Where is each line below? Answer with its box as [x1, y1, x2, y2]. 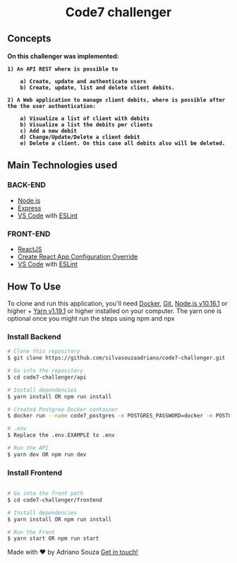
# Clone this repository [7, 348, 80, 355]
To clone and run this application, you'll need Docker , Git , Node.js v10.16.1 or [7, 299, 228, 307]
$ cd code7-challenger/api [7, 374, 87, 381]
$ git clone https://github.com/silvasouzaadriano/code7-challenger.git [7, 355, 226, 362]
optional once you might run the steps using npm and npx [7, 314, 175, 322]
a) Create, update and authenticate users [20, 78, 147, 85]
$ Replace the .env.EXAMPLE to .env [7, 432, 115, 439]
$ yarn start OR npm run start [7, 535, 99, 543]
